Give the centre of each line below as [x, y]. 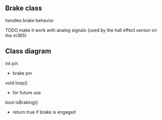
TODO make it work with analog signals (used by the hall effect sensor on [81, 30]
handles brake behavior [30, 20]
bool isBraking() [22, 102]
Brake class [24, 8]
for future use [27, 92]
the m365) [16, 35]
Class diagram [28, 51]
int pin [12, 63]
